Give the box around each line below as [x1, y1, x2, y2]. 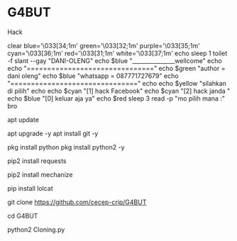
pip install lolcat [7, 184, 53, 192]
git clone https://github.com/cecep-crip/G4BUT [7, 198, 147, 206]
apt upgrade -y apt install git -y [7, 129, 99, 138]
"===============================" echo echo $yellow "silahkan [7, 79, 227, 87]
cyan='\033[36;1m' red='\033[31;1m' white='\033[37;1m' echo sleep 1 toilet [7, 49, 228, 57]
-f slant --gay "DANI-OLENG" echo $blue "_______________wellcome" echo [7, 56, 222, 65]
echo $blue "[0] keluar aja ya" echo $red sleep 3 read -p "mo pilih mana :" [7, 94, 226, 103]
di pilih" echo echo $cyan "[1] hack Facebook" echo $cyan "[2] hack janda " [7, 86, 231, 95]
